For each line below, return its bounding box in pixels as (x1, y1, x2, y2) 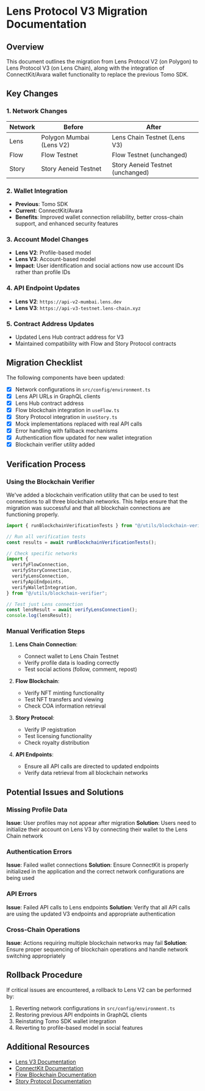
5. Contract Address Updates (6, 319, 95, 328)
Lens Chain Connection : (15, 641, 78, 648)
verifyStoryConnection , (12, 568, 72, 574)
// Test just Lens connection (6, 601, 84, 607)
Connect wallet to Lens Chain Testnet (24, 653, 119, 660)
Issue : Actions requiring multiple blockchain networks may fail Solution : (6, 939, 188, 947)
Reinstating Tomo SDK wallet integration (15, 1017, 117, 1025)
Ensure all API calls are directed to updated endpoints (24, 763, 159, 770)
